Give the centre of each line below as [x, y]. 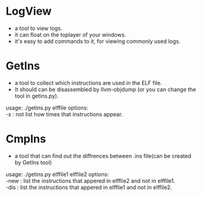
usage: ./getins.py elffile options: [47, 108]
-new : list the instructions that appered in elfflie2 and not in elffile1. [91, 180]
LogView [29, 11]
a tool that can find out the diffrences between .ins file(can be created [103, 156]
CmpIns [26, 139]
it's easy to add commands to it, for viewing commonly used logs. [98, 41]
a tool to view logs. [38, 28]
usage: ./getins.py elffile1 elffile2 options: [58, 174]
